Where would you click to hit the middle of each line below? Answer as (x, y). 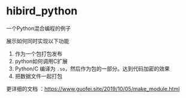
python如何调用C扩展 (41, 61)
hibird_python (42, 11)
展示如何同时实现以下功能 (38, 41)
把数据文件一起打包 (39, 76)
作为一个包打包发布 (39, 53)
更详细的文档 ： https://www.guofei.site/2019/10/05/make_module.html (93, 88)
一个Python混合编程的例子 (39, 28)
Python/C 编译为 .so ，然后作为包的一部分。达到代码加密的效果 (92, 68)
